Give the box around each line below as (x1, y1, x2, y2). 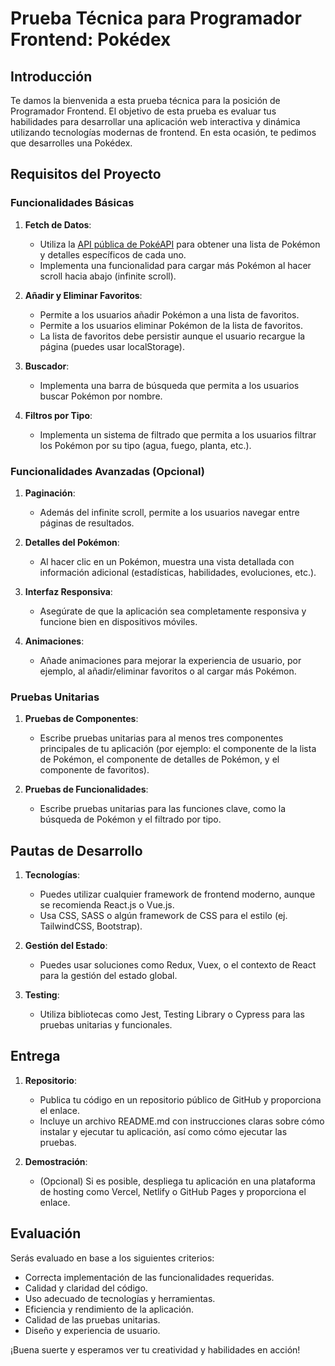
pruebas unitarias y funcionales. (39, 1019, 173, 1031)
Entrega (10, 1048, 61, 1065)
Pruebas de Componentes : (24, 713, 139, 725)
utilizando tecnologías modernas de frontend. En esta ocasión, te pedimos (10, 127, 317, 138)
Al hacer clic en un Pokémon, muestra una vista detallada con (39, 555, 295, 567)
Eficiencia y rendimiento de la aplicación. (24, 1303, 195, 1315)
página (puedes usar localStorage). (39, 340, 185, 352)
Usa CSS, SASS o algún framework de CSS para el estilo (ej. (39, 910, 288, 922)
